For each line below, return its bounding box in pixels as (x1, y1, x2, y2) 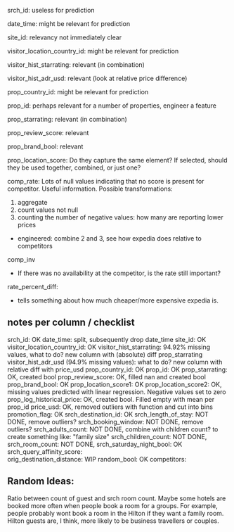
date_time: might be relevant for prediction (7, 20, 131, 27)
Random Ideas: (7, 475, 75, 488)
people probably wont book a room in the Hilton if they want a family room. (7, 509, 224, 517)
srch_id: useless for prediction (7, 6, 95, 14)
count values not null (17, 205, 79, 214)
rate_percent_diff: (7, 283, 58, 291)
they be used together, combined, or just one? (7, 163, 141, 172)
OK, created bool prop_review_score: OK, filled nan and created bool (7, 372, 206, 381)
